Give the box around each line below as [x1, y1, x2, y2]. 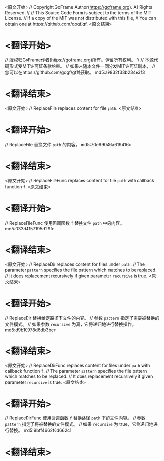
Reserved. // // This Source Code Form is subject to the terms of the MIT [5, 10, 152, 16]
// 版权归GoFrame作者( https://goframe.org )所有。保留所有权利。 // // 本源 [5, 57, 154, 63]
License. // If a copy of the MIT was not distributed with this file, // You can [5, 15, 156, 21]
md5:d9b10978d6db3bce [5, 327, 56, 333]
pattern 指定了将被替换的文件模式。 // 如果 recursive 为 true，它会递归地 [5, 421, 154, 427]
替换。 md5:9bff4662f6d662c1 [9, 427, 72, 433]
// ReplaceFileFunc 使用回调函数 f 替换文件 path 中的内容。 [5, 220, 125, 226]
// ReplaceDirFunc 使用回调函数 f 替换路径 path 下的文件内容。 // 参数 [5, 415, 146, 421]
